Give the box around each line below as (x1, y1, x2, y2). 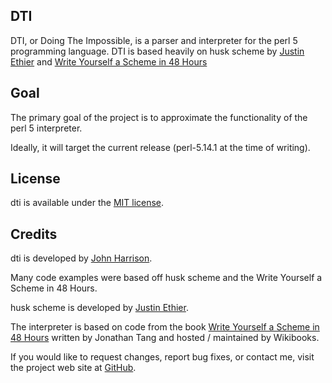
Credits (10, 225, 58, 243)
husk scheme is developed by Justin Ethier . (10, 302, 189, 314)
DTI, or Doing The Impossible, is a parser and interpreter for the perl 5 (10, 34, 298, 46)
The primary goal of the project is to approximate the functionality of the (10, 111, 308, 123)
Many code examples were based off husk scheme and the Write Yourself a (10, 272, 323, 284)
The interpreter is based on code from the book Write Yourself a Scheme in (10, 321, 320, 333)
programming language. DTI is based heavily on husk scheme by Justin (10, 45, 305, 57)
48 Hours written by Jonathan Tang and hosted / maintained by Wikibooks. (10, 332, 320, 344)
